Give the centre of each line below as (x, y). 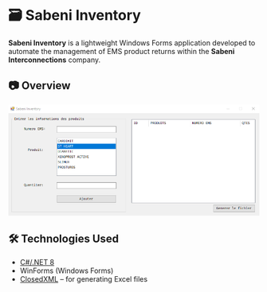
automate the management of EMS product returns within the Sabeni (122, 51)
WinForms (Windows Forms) (67, 271)
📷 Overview (39, 86)
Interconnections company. (55, 60)
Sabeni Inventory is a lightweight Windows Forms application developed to (132, 43)
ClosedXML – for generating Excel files (84, 278)
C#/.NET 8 (37, 262)
